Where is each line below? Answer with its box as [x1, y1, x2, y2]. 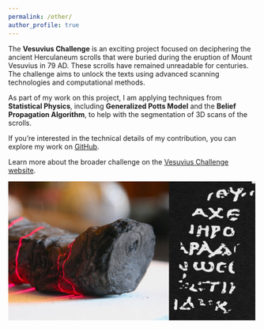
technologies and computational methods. [8, 78, 145, 87]
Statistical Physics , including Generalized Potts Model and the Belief [8, 101, 236, 111]
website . [8, 165, 36, 175]
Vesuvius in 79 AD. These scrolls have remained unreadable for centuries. [8, 60, 249, 70]
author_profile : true [8, 21, 80, 29]
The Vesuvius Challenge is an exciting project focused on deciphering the [8, 43, 251, 53]
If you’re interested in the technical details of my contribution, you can [8, 133, 236, 142]
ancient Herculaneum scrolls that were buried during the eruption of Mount [8, 52, 253, 62]
